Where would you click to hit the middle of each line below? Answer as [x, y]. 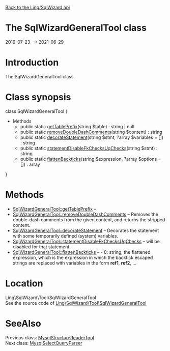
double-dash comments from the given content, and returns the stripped [89, 220]
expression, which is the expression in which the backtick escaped [83, 257]
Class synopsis [38, 97]
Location [24, 283]
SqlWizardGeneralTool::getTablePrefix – [54, 209]
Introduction [32, 63]
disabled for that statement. [42, 247]
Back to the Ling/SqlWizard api [38, 7]
